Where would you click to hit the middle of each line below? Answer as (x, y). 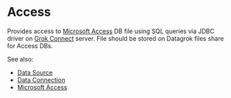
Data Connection (41, 79)
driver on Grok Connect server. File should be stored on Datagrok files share (115, 38)
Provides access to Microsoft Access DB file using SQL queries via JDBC (111, 31)
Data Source (35, 72)
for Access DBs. (30, 46)
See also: (20, 59)
